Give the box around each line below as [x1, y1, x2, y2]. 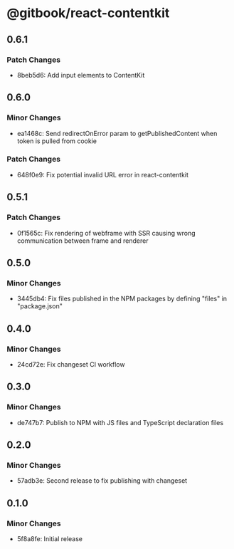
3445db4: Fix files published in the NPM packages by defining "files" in [16, 294, 228, 303]
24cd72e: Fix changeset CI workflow [16, 360, 125, 368]
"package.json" [16, 302, 63, 310]
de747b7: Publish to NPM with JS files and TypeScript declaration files [16, 418, 224, 427]
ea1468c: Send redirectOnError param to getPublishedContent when [16, 129, 218, 137]
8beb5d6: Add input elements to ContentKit [16, 70, 145, 79]
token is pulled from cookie [16, 137, 97, 145]
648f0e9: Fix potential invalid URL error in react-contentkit [16, 170, 189, 179]
